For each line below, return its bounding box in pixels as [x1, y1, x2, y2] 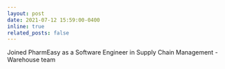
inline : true [7, 23, 45, 30]
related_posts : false [7, 29, 70, 37]
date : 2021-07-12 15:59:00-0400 [7, 17, 100, 23]
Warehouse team [7, 56, 56, 64]
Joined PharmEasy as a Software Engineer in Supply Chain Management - [7, 48, 219, 57]
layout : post [7, 10, 45, 17]
